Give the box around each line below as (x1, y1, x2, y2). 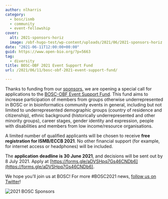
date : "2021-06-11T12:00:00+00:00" (5, 44, 80, 49)
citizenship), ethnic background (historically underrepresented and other (5, 112, 155, 118)
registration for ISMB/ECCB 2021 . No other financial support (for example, (5, 138, 160, 144)
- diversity (10, 58, 35, 63)
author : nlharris (5, 7, 42, 12)
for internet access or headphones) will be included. (5, 143, 113, 149)
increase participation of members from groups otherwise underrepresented (5, 96, 163, 102)
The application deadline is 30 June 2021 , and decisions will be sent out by (5, 153, 163, 159)
